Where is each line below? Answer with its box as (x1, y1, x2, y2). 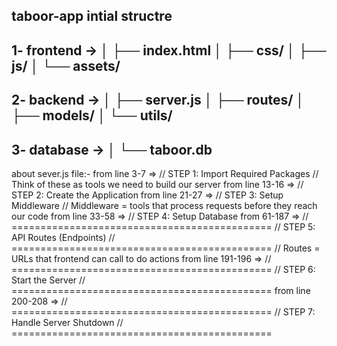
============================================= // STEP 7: (11, 305, 316, 318)
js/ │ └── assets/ (11, 57, 121, 74)
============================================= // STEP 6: (11, 263, 316, 275)
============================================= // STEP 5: (11, 220, 316, 233)
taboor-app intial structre (11, 8, 173, 25)
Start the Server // (11, 274, 86, 286)
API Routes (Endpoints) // (11, 231, 116, 243)
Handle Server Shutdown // (11, 316, 124, 328)
